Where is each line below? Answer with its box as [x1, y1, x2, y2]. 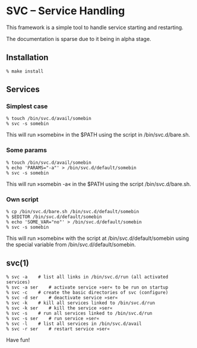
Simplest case [6, 102, 48, 110]
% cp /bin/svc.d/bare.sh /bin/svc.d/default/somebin [6, 209, 139, 215]
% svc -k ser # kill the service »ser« [6, 305, 113, 311]
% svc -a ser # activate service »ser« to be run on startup [6, 284, 169, 290]
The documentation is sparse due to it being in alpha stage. [6, 35, 151, 42]
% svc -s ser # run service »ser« [6, 315, 100, 321]
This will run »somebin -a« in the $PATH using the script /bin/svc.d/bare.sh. [6, 180, 192, 188]
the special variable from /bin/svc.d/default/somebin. [6, 241, 136, 248]
